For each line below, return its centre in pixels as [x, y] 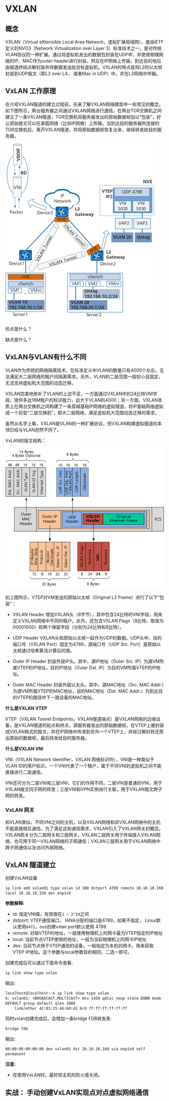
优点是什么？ [18, 329]
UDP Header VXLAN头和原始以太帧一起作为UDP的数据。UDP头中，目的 [87, 638]
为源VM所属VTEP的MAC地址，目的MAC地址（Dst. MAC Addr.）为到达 [86, 691]
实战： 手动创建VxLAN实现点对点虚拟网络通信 [77, 1092]
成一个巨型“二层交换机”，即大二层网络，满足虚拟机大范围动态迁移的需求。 [82, 412]
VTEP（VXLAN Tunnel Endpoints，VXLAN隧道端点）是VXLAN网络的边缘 [81, 719]
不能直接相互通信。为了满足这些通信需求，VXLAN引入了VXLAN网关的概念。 [84, 828]
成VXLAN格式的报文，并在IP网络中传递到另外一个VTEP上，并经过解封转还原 [84, 732]
